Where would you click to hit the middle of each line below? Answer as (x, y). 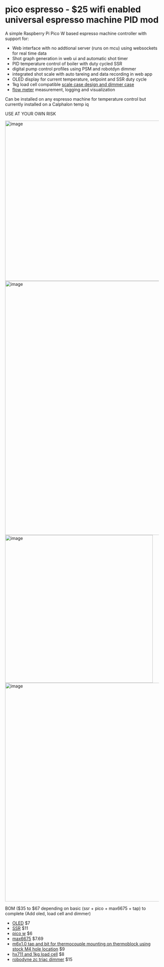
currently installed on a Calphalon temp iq (47, 104)
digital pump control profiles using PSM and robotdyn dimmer (74, 69)
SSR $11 (20, 928)
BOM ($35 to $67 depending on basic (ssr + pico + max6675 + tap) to (76, 908)
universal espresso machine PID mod (82, 20)
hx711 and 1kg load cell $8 (38, 954)
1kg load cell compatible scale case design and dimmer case (73, 84)
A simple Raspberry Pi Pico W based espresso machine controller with (76, 33)
